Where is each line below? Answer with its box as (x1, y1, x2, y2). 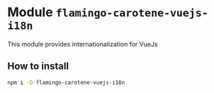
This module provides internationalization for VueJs (7, 39, 158, 48)
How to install (7, 61, 69, 73)
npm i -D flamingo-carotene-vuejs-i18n (7, 79, 125, 86)
